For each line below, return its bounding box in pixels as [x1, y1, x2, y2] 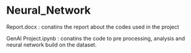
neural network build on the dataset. [6, 41, 97, 48]
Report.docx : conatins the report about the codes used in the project [6, 23, 179, 30]
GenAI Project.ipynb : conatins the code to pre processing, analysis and [6, 35, 185, 42]
